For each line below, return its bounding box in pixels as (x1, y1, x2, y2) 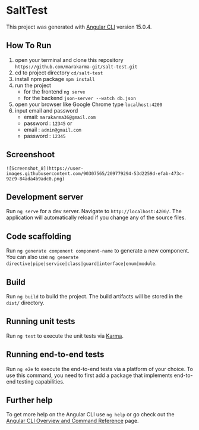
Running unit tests (6, 316, 75, 326)
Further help (6, 395, 53, 406)
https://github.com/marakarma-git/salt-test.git (14, 64, 138, 70)
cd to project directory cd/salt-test (14, 69, 103, 76)
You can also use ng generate (6, 254, 79, 261)
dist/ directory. (6, 299, 45, 306)
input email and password (14, 107, 78, 114)
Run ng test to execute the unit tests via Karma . (6, 332, 124, 339)
